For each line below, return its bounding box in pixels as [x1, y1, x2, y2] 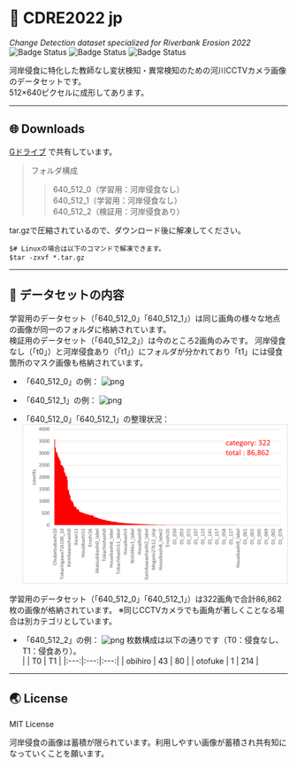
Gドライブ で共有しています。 [9, 146, 118, 157]
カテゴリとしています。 [32, 616, 118, 627]
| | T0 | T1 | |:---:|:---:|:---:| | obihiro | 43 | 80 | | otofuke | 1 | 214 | [21, 655, 259, 667]
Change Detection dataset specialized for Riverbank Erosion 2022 [9, 37, 252, 48]
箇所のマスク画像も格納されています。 [9, 357, 148, 368]
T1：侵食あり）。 [21, 646, 81, 656]
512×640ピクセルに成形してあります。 [9, 87, 149, 97]
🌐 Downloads [9, 121, 86, 136]
